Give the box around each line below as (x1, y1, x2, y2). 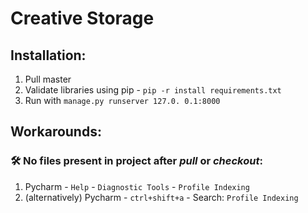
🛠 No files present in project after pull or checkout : (10, 154, 263, 168)
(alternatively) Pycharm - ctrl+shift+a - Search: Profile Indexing (24, 191, 299, 203)
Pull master (24, 73, 72, 85)
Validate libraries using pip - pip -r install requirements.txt (24, 84, 282, 96)
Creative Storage (10, 7, 155, 30)
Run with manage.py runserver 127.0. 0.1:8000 (24, 95, 221, 106)
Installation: (10, 47, 87, 64)
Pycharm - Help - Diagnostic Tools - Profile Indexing (24, 180, 250, 192)
